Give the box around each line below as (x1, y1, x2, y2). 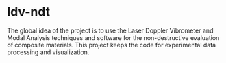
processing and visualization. (7, 48, 90, 56)
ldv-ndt (7, 4, 51, 20)
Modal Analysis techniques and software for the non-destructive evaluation (7, 33, 220, 41)
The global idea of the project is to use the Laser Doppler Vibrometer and (7, 26, 214, 35)
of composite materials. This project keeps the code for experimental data (7, 41, 216, 49)
